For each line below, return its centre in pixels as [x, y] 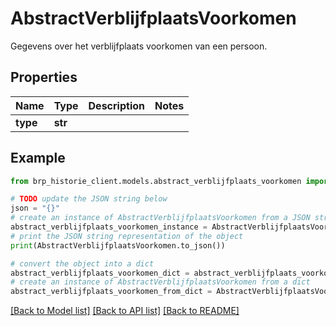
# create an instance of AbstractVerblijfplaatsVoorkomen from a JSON [160, 218]
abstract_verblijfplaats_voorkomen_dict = [100, 273]
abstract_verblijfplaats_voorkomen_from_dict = [111, 292]
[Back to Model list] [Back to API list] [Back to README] [125, 311]
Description [116, 105]
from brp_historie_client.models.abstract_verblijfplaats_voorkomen [156, 181]
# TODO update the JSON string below [89, 199]
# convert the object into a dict [82, 263]
